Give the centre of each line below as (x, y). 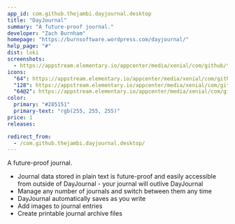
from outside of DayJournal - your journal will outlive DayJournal (110, 184)
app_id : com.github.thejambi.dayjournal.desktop (79, 14)
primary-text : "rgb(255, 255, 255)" (67, 111)
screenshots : (26, 59)
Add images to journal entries (60, 206)
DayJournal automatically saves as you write (81, 199)
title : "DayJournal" (37, 20)
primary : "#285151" (42, 105)
